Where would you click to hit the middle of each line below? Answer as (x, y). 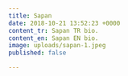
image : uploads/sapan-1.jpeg (57, 46)
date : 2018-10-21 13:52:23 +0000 (64, 23)
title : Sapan (30, 16)
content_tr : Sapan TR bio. (54, 30)
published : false (37, 53)
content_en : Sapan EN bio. (54, 38)
